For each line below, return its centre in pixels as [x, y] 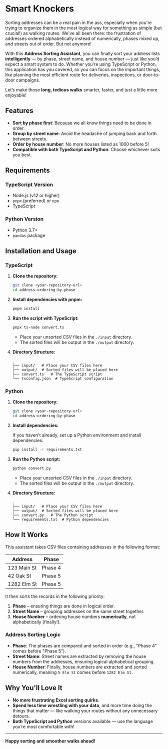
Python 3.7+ [25, 230]
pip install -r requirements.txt [47, 449]
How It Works [27, 535]
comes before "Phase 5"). [39, 651]
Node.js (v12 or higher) [36, 195]
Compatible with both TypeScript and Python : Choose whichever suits [86, 149]
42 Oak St [19, 575]
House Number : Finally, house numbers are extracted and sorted [80, 667]
